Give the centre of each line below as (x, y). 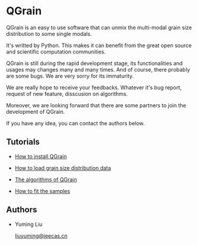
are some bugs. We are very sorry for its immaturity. (70, 76)
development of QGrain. (36, 111)
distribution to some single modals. (49, 33)
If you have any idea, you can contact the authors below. (76, 123)
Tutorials (23, 142)
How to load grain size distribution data (63, 168)
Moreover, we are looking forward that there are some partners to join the (96, 105)
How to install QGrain (41, 156)
